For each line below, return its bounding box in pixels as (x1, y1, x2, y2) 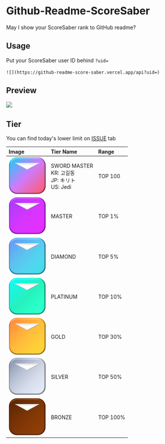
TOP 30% (98, 334, 122, 341)
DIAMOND (51, 253, 76, 260)
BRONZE (51, 414, 72, 421)
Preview (6, 85, 37, 96)
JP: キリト (51, 176, 76, 183)
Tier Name (51, 148, 77, 155)
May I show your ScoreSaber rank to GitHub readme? (6, 24, 136, 31)
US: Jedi (51, 183, 72, 191)
